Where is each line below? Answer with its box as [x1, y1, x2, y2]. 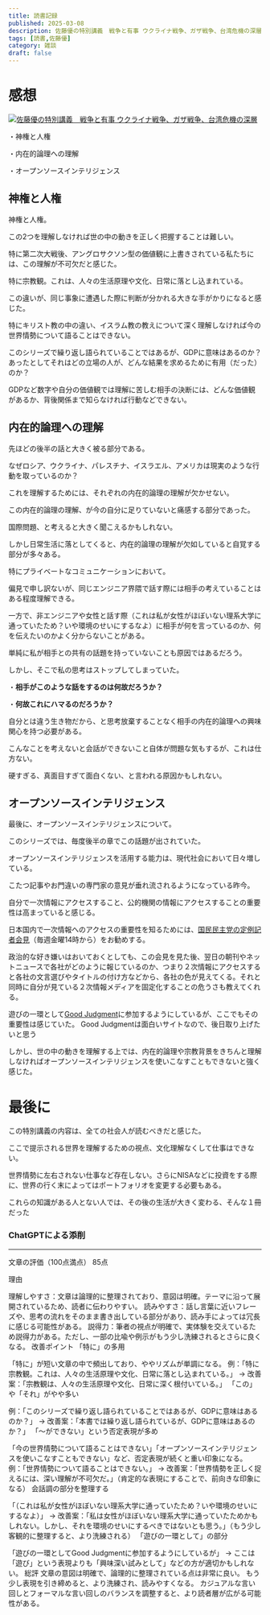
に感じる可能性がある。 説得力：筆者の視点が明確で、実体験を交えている [8, 1321, 249, 1331]
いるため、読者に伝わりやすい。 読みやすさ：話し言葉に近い [35, 1301, 235, 1311]
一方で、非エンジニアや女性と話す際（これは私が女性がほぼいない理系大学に [8, 610, 262, 620]
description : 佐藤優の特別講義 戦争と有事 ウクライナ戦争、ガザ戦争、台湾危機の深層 [8, 27, 263, 35]
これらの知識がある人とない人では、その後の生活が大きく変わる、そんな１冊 [8, 1197, 262, 1208]
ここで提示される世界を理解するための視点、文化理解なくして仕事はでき [8, 1143, 247, 1153]
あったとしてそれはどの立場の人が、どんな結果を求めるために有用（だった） [8, 357, 261, 367]
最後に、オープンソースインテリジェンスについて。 [8, 819, 176, 829]
